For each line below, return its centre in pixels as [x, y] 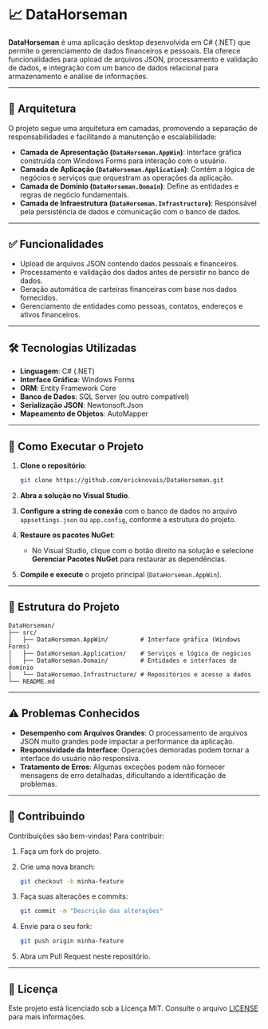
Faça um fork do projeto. [60, 851]
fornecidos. [39, 297]
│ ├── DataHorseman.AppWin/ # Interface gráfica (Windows [124, 640]
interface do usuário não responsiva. [80, 758]
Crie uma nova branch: [57, 867]
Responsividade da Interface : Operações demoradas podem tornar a [134, 750]
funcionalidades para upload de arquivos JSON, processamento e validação [133, 59]
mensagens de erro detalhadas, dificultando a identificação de [123, 775]
